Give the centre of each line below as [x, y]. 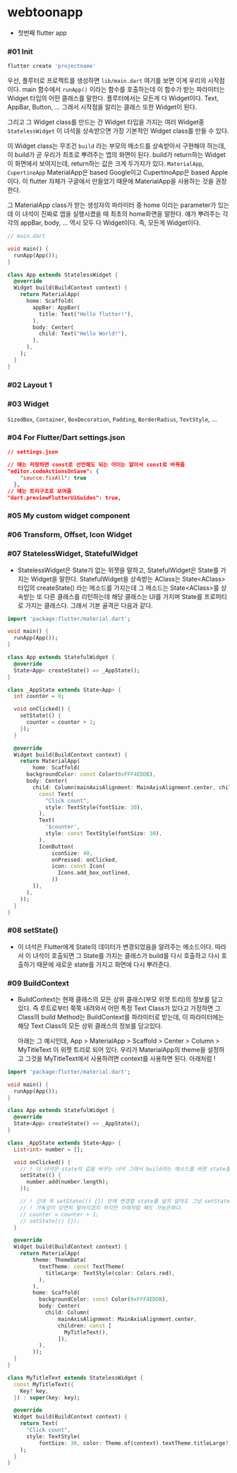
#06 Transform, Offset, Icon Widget [70, 535]
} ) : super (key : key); [47, 1397]
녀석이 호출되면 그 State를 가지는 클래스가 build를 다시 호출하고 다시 [126, 955]
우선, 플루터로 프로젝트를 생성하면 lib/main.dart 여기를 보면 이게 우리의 [107, 81]
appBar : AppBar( [56, 307]
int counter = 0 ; [39, 697]
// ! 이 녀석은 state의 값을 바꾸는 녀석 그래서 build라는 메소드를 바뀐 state [123, 1169]
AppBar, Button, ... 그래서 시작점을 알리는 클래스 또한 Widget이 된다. [102, 107]
